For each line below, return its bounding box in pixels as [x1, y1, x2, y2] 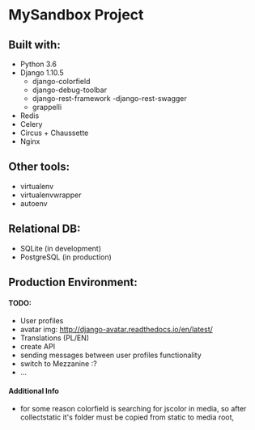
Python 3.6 [19, 59, 57, 69]
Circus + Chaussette [19, 128, 89, 137]
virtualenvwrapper [19, 190, 82, 200]
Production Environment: [8, 276, 138, 289]
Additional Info [8, 386, 59, 395]
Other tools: [8, 160, 70, 174]
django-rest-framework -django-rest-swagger [32, 94, 188, 103]
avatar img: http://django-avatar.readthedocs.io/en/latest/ [19, 325, 213, 335]
